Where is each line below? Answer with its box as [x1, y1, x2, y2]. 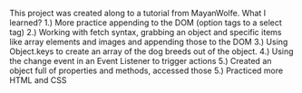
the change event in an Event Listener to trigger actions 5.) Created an [9, 56, 272, 66]
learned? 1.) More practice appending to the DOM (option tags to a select [9, 17, 283, 28]
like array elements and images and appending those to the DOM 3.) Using [9, 36, 288, 47]
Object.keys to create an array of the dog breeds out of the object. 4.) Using [9, 46, 294, 57]
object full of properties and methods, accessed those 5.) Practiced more [9, 65, 284, 76]
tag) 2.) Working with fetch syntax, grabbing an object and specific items [9, 27, 282, 37]
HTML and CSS [9, 75, 67, 85]
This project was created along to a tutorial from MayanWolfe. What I [9, 8, 267, 18]
